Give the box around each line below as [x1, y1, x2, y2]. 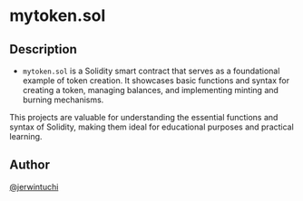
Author [9, 158, 50, 173]
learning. [9, 131, 43, 141]
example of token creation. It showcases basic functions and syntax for [22, 75, 290, 86]
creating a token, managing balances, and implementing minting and [22, 85, 279, 95]
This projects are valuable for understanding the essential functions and [9, 112, 279, 122]
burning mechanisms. [22, 94, 104, 105]
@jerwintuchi [9, 181, 59, 192]
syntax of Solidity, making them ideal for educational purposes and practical [9, 121, 295, 132]
